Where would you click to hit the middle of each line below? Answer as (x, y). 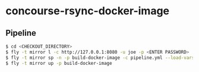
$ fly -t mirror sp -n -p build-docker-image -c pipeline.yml (84, 58)
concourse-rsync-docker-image (88, 11)
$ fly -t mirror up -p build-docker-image (59, 63)
